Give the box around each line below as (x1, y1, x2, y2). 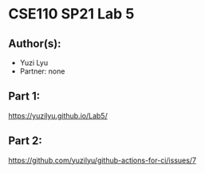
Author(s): (8, 37, 61, 50)
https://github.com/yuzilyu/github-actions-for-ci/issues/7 (8, 155, 197, 165)
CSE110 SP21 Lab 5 (8, 5, 135, 23)
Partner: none (19, 66, 65, 76)
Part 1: (8, 90, 41, 103)
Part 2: (8, 134, 42, 148)
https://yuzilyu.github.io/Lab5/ (8, 111, 108, 120)
